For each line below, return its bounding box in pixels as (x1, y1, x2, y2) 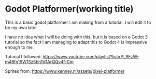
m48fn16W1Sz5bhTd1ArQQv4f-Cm (5, 59, 74, 64)
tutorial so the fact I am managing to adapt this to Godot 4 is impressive (5, 39, 147, 45)
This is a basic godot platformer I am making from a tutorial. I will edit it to (5, 19, 151, 25)
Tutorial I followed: (5, 53, 42, 59)
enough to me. (5, 44, 34, 50)
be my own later (5, 24, 37, 30)
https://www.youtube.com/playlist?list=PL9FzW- (43, 53, 139, 59)
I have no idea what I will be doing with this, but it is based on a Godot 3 (5, 34, 148, 40)
